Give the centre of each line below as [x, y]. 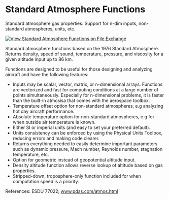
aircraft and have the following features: [47, 74]
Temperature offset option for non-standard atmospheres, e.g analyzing [88, 106]
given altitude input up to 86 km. [39, 59]
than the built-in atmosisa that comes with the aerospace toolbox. [81, 101]
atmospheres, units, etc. [50, 28]
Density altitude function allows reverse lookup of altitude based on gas [88, 165]
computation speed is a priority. [46, 181]
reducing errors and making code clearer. [56, 138]
